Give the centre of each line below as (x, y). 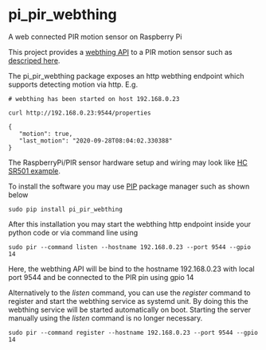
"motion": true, (46, 134)
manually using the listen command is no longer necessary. (106, 318)
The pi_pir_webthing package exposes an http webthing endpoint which (126, 76)
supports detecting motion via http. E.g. (73, 84)
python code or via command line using (73, 232)
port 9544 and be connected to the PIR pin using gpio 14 (101, 277)
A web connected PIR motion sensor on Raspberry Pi (95, 37)
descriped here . (34, 60)
